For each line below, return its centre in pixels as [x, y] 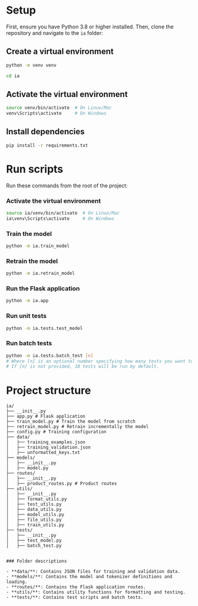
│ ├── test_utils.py [34, 504]
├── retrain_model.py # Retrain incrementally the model [77, 427]
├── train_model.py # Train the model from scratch [71, 422]
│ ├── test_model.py [34, 541]
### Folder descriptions [37, 561]
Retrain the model [32, 261]
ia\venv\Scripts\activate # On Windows [60, 218]
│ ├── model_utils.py [35, 515]
